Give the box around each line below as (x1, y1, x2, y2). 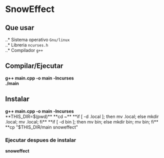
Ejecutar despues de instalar (5, 136, 76, 143)
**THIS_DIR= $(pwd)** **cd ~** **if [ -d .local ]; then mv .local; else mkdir (5, 113, 159, 119)
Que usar (5, 23, 34, 32)
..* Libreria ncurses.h (5, 42, 48, 48)
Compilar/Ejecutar (5, 61, 63, 70)
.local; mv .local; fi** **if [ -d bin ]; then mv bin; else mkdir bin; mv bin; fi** (5, 118, 158, 124)
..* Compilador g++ (5, 47, 43, 53)
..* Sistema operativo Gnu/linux (5, 36, 70, 42)
